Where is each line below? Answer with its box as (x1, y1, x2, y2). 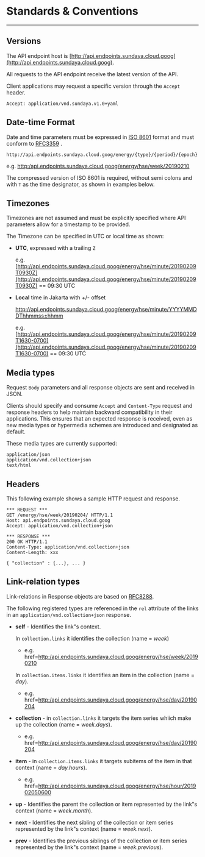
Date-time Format (6, 117, 75, 127)
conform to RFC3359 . (6, 140, 63, 147)
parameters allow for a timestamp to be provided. (6, 221, 131, 228)
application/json (6, 452, 51, 458)
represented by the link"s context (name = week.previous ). (15, 843, 164, 851)
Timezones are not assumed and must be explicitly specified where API (6, 215, 186, 222)
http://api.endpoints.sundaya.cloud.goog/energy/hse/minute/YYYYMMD (15, 306, 197, 313)
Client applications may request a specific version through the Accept (6, 82, 181, 90)
